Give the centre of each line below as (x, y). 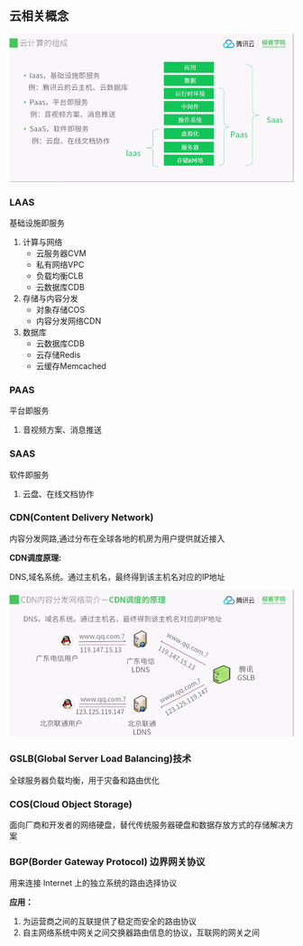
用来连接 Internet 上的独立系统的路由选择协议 (93, 883)
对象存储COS (60, 309)
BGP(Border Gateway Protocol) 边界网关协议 (107, 861)
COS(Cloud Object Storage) (71, 804)
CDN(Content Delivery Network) (82, 518)
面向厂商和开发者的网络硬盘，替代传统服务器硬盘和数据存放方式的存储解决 (147, 825)
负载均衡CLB (60, 276)
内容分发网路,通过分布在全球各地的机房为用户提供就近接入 (117, 538)
